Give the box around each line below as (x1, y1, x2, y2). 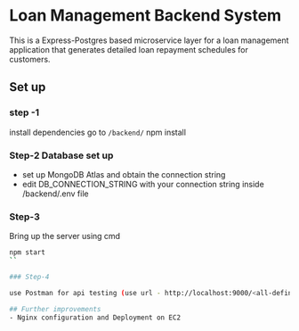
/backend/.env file (21, 188, 89, 199)
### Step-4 (9, 272, 50, 281)
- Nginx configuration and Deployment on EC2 (9, 313, 181, 322)
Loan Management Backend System (9, 5, 282, 26)
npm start (9, 248, 46, 257)
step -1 (9, 106, 40, 119)
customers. (9, 54, 51, 64)
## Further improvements (9, 304, 101, 313)
